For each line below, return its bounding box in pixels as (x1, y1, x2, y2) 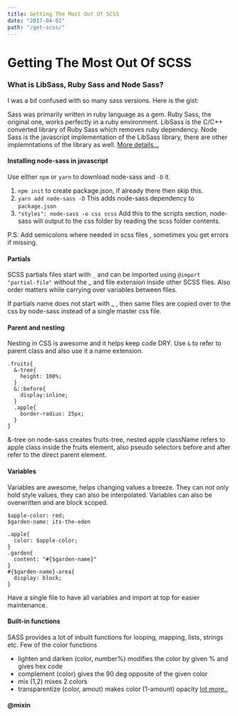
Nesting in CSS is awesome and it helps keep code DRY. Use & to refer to (7, 339, 222, 348)
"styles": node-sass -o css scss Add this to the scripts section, (17, 209, 209, 218)
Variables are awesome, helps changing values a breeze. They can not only (7, 483, 229, 491)
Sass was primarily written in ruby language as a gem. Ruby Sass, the (7, 110, 212, 119)
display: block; (14, 574, 62, 582)
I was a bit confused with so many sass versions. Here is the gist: (7, 96, 200, 104)
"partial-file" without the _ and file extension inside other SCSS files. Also (7, 278, 231, 286)
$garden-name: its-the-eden (7, 518, 91, 525)
